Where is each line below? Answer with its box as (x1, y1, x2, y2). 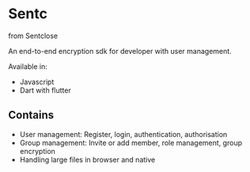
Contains (8, 109, 54, 122)
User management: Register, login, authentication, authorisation (19, 129, 228, 139)
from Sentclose (8, 31, 59, 40)
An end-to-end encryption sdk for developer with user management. (8, 46, 232, 55)
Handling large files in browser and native (19, 155, 156, 164)
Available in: (8, 61, 47, 71)
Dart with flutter (19, 85, 71, 95)
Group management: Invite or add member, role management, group (19, 138, 243, 147)
